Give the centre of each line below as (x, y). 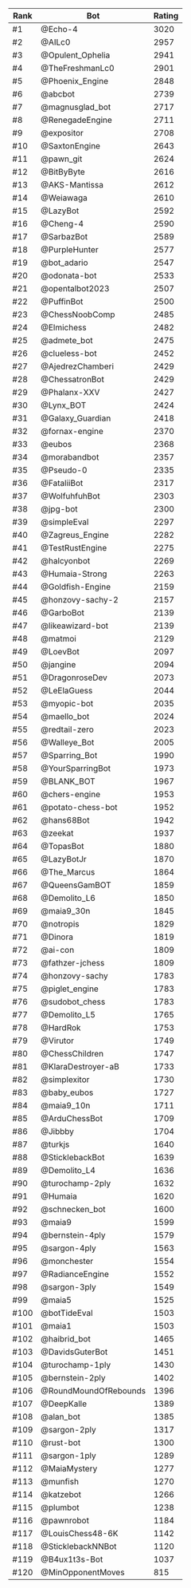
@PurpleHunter (70, 249)
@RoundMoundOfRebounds (93, 1390)
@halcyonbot (66, 561)
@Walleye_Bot (68, 743)
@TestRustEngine (74, 548)
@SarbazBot (64, 237)
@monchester (67, 1261)
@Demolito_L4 (68, 1170)
